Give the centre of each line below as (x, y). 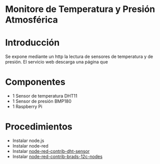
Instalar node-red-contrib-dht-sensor (51, 151)
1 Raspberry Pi (27, 106)
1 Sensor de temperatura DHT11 (45, 96)
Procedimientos (39, 127)
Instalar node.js (28, 140)
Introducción (32, 43)
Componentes (35, 82)
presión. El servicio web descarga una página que (57, 62)
